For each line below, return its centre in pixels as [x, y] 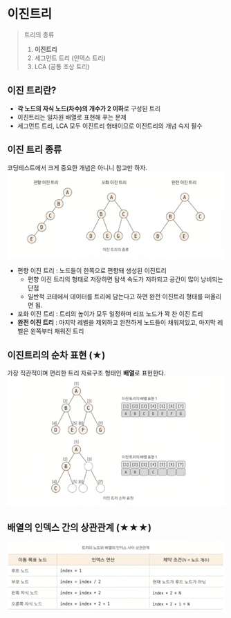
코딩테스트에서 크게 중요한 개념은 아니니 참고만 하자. [77, 167]
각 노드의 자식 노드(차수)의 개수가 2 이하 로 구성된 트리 [89, 109]
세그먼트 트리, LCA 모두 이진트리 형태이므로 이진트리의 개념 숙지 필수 [110, 126]
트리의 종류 [39, 35]
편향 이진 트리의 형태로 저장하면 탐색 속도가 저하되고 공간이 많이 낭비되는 [125, 279]
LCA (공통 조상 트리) [62, 66]
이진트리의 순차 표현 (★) [56, 355]
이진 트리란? [32, 91]
